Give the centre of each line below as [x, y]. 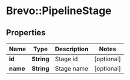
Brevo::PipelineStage [59, 11]
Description [72, 49]
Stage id [66, 59]
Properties [26, 33]
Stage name [71, 69]
